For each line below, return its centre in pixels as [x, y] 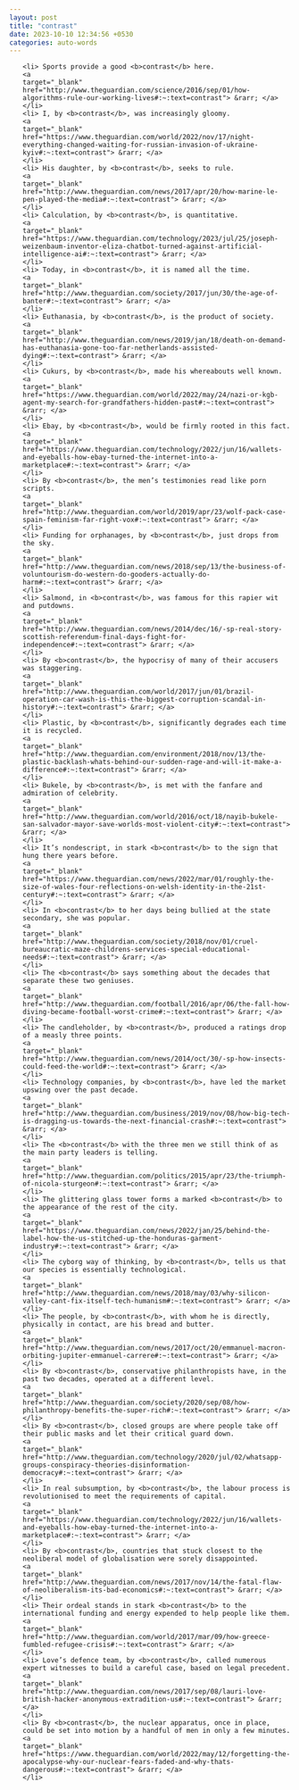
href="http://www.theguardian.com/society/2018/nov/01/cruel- [140, 942]
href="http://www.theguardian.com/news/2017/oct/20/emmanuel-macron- [154, 1348]
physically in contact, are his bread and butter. [118, 1325]
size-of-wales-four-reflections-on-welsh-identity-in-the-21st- [144, 887]
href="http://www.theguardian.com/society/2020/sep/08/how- [136, 1403]
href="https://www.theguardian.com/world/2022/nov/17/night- [138, 137]
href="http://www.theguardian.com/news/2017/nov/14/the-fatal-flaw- [152, 1582]
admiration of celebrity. [70, 794]
